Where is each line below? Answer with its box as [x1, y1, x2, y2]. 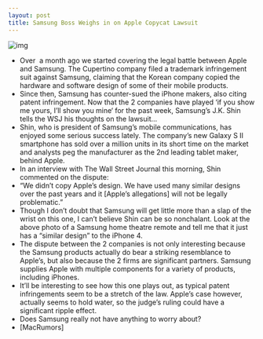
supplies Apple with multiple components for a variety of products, [19, 264, 236, 273]
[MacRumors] [19, 323, 64, 332]
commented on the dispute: [19, 172, 109, 181]
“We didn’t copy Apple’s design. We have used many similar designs [19, 180, 241, 190]
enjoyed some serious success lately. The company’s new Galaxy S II [19, 130, 244, 140]
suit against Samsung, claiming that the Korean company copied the [19, 72, 240, 82]
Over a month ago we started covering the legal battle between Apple [19, 56, 247, 65]
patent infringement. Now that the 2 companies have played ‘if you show [19, 97, 255, 107]
